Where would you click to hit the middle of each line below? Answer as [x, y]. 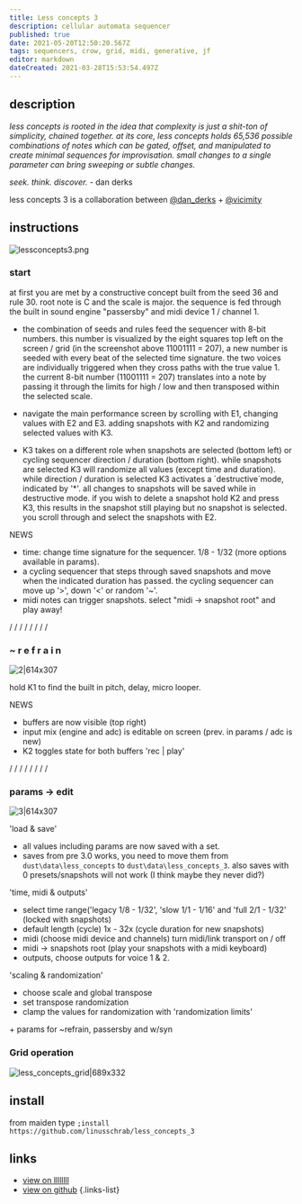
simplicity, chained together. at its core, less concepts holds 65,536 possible [151, 135]
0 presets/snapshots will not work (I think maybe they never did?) [143, 875]
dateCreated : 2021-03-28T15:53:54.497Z [84, 68]
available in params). [61, 561]
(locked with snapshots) [67, 919]
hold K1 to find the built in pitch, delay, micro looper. [105, 688]
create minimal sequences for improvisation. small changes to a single [140, 155]
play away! [42, 609]
